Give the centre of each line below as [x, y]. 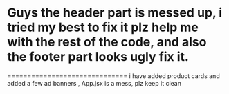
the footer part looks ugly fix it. [98, 57]
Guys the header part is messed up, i [115, 13]
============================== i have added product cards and [113, 76]
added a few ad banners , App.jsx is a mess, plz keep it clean [94, 83]
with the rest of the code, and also [107, 42]
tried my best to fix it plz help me [103, 27]
